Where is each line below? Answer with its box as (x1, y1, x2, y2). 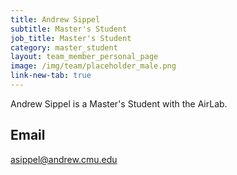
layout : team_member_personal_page (10, 52, 159, 62)
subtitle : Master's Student (10, 24, 128, 34)
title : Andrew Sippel (10, 14, 101, 25)
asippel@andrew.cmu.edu (10, 153, 118, 165)
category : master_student (10, 42, 118, 53)
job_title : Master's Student (10, 33, 132, 43)
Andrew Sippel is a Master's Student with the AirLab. (10, 97, 228, 110)
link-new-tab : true (10, 71, 92, 81)
